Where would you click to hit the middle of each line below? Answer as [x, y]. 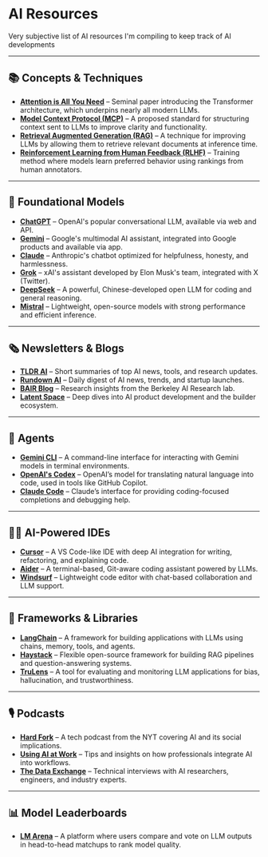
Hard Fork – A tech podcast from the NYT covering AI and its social [130, 737]
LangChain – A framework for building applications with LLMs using [131, 637]
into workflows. [45, 762]
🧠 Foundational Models [67, 202]
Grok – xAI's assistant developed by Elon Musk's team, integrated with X [139, 272]
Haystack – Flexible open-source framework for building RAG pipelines [137, 654]
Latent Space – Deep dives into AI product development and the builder [138, 397]
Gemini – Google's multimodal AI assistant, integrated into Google [128, 238]
